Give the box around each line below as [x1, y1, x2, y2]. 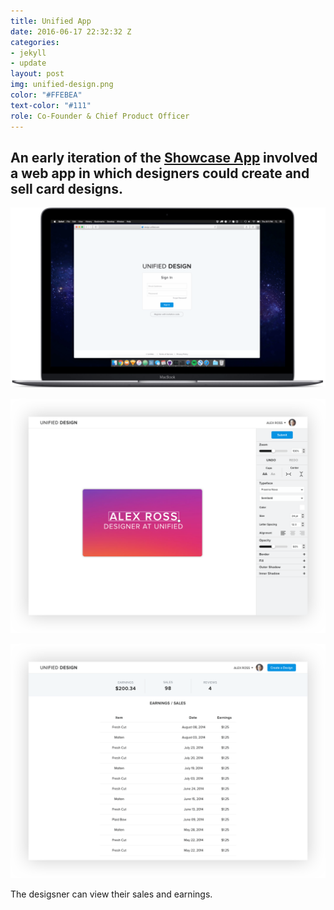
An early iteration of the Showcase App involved [10, 149, 318, 166]
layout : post [10, 69, 65, 79]
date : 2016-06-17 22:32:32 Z [10, 26, 132, 37]
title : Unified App [10, 16, 92, 26]
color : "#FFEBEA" [10, 90, 83, 100]
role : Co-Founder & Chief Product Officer [10, 111, 190, 121]
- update [10, 58, 47, 69]
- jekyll [10, 48, 47, 58]
